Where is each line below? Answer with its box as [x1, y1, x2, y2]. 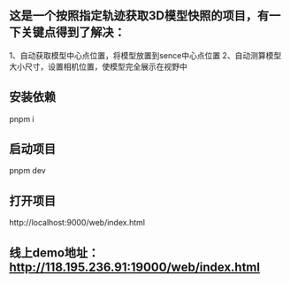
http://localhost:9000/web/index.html [9, 218, 146, 228]
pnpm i [9, 113, 35, 124]
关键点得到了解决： [20, 25, 126, 40]
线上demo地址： [9, 245, 100, 260]
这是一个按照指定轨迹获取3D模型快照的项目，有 [9, 8, 270, 24]
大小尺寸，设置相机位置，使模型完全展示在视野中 [9, 61, 187, 72]
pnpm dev [9, 165, 46, 176]
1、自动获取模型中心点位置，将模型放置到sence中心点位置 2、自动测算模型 [9, 50, 282, 60]
